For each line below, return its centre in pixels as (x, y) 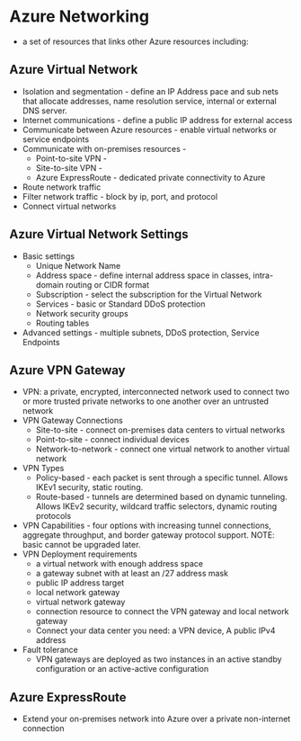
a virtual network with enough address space (120, 564)
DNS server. (44, 111)
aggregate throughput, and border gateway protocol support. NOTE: (149, 535)
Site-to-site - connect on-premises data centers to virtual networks (160, 430)
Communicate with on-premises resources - (104, 148)
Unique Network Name (78, 265)
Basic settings (48, 256)
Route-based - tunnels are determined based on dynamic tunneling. (161, 497)
